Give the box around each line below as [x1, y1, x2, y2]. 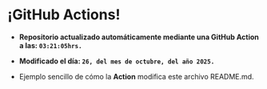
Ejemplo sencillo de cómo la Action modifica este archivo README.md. [18, 71, 254, 81]
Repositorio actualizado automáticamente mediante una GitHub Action [18, 32, 259, 42]
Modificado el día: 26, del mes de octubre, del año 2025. [18, 56, 215, 66]
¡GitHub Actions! [7, 6, 121, 24]
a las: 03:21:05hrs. [18, 40, 82, 50]
